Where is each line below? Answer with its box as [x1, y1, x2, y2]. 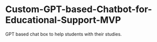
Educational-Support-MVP [5, 14, 121, 26]
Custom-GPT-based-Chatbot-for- [5, 4, 152, 15]
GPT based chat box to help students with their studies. [5, 31, 122, 37]
